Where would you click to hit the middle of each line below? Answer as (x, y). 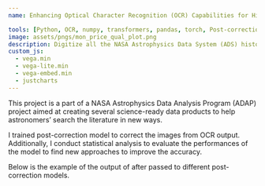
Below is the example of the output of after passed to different (109, 166)
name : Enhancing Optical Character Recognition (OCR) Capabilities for (128, 15)
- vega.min (33, 59)
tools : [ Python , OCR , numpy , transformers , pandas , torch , (107, 29)
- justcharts (37, 80)
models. (56, 175)
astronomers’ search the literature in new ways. (86, 119)
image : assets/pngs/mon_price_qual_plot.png (82, 37)
